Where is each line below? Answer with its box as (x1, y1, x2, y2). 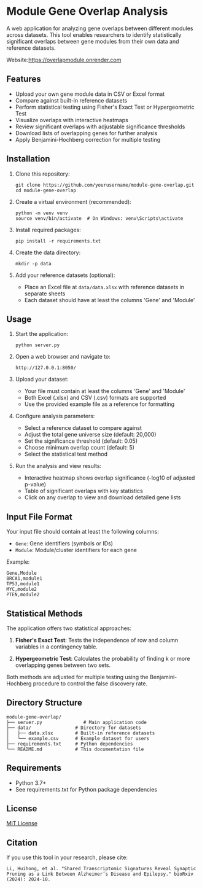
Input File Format (6, 512, 72, 522)
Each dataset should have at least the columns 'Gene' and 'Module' (24, 296, 195, 303)
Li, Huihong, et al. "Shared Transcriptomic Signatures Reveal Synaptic (6, 866, 196, 872)
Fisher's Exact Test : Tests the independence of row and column (15, 637, 179, 644)
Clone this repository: (15, 170, 70, 177)
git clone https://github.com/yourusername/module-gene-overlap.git (15, 182, 195, 188)
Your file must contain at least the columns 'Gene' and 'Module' (24, 388, 185, 395)
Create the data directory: (15, 249, 81, 256)
